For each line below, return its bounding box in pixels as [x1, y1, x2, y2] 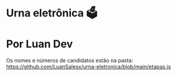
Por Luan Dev [6, 38, 73, 51]
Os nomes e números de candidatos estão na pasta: [6, 57, 133, 64]
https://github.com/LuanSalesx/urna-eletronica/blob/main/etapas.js [6, 63, 171, 70]
